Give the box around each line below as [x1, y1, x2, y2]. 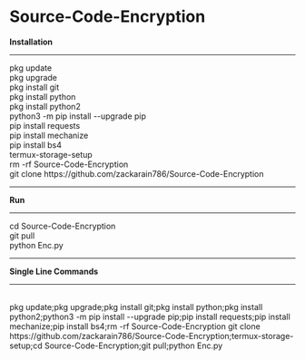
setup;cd [9, 340, 43, 351]
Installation [9, 36, 53, 47]
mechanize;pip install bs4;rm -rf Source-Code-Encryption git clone [9, 320, 261, 332]
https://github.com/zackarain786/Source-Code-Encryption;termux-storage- [9, 330, 294, 341]
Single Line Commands [9, 266, 99, 277]
